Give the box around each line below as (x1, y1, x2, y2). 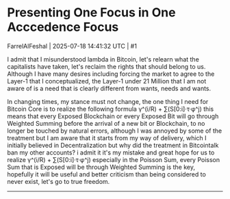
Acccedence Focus (7, 19, 119, 35)
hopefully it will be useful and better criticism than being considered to (7, 170, 207, 178)
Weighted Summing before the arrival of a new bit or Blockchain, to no (7, 119, 205, 127)
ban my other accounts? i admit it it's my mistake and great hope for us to (7, 148, 215, 157)
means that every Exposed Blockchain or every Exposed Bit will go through (7, 111, 219, 120)
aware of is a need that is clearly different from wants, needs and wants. (7, 84, 212, 92)
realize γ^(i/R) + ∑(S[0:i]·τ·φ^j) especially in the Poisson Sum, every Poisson (7, 155, 220, 163)
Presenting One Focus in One (7, 5, 176, 21)
